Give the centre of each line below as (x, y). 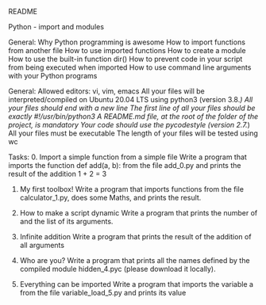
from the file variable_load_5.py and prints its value (103, 293)
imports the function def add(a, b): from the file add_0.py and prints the (125, 165)
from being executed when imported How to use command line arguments (130, 67)
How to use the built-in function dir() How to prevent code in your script (125, 59)
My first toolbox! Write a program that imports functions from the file (132, 189)
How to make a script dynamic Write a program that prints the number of (139, 213)
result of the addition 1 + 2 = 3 (58, 174)
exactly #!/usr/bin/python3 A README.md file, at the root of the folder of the (133, 116)
